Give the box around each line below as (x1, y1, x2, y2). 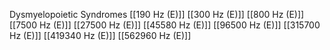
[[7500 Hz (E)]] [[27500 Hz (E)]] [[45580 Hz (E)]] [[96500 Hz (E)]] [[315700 (9, 19, 321, 31)
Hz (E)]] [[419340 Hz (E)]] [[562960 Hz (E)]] (9, 30, 192, 41)
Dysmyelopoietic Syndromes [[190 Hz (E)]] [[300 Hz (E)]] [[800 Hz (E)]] (9, 9, 305, 20)
